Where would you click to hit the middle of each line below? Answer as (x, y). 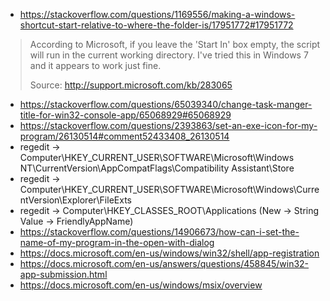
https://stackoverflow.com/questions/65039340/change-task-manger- (166, 104)
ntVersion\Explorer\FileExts (75, 200)
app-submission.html (63, 274)
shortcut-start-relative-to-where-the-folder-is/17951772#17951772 (156, 25)
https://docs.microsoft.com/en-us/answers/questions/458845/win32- (164, 263)
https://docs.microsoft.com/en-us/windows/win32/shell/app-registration (169, 253)
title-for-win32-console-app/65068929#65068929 (125, 115)
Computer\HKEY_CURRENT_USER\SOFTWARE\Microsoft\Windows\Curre (169, 189)
